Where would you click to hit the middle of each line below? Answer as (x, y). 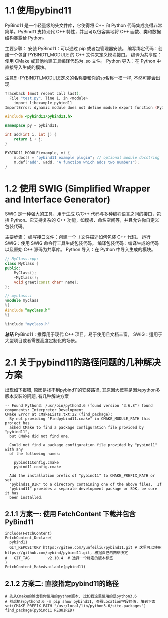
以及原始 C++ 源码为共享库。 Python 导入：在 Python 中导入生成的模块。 (80, 250)
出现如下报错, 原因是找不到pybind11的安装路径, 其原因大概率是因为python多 (83, 390)
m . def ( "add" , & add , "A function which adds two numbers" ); (77, 162)
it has (12, 493)
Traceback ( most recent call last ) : (43, 93)
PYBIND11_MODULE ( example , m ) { (38, 153)
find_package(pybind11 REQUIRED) (40, 611)
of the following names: (35, 454)
